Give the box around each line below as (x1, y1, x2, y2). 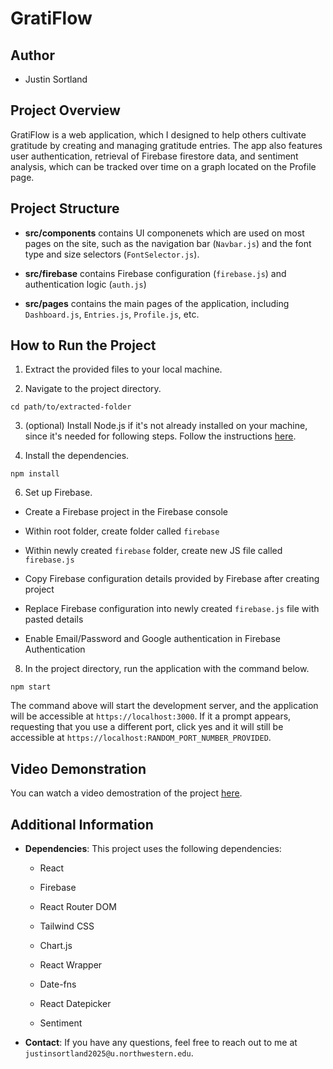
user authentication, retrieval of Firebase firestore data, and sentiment (10, 150, 299, 162)
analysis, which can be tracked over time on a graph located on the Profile (10, 160, 317, 172)
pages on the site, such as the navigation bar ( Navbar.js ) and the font (24, 237, 312, 249)
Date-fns (39, 978, 77, 991)
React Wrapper (39, 959, 103, 971)
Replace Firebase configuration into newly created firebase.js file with (24, 603, 320, 615)
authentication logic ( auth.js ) (24, 278, 147, 290)
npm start (10, 682, 52, 692)
